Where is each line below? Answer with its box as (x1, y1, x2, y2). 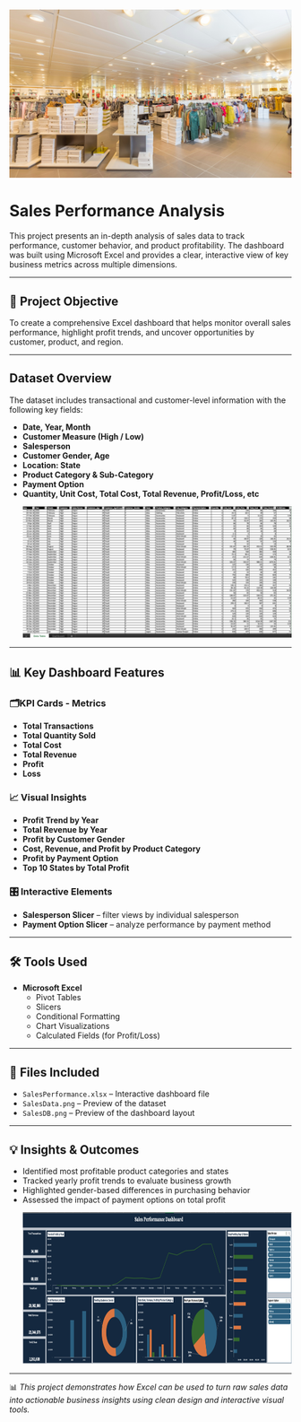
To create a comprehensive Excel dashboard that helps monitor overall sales (9, 317, 291, 327)
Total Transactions (21, 720, 94, 731)
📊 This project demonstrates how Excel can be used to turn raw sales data (9, 1382, 288, 1392)
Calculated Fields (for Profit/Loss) (35, 1030, 161, 1041)
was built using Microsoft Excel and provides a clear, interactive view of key (9, 249, 289, 260)
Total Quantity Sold (21, 729, 96, 740)
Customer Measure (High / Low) (21, 431, 145, 441)
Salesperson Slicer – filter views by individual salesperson (21, 909, 239, 920)
